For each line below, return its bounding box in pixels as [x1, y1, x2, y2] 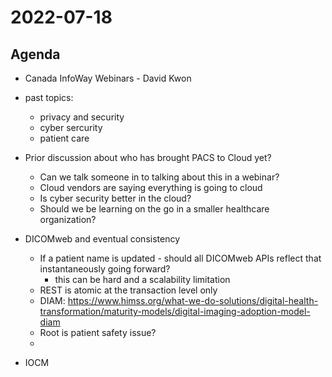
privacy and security [39, 111, 125, 123]
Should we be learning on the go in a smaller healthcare [39, 203, 270, 215]
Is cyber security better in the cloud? [39, 192, 192, 204]
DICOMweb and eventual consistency [24, 233, 181, 245]
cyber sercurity [39, 122, 103, 133]
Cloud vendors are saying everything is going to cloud [39, 182, 263, 193]
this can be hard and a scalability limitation [54, 274, 231, 285]
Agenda [10, 46, 61, 63]
